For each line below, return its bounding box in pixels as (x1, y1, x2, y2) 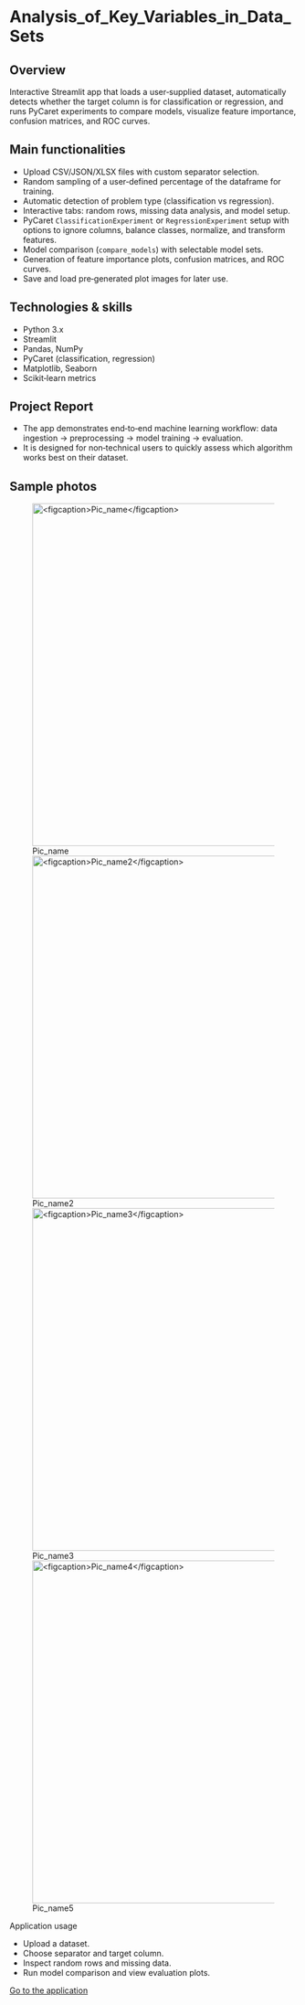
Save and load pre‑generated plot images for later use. (22, 272, 229, 284)
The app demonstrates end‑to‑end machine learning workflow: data (22, 423, 279, 434)
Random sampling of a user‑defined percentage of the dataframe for (22, 175, 281, 186)
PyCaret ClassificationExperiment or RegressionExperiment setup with (22, 215, 289, 226)
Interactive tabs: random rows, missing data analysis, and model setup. (22, 205, 290, 216)
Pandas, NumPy (22, 343, 84, 354)
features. (22, 234, 58, 245)
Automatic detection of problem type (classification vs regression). (22, 195, 275, 207)
